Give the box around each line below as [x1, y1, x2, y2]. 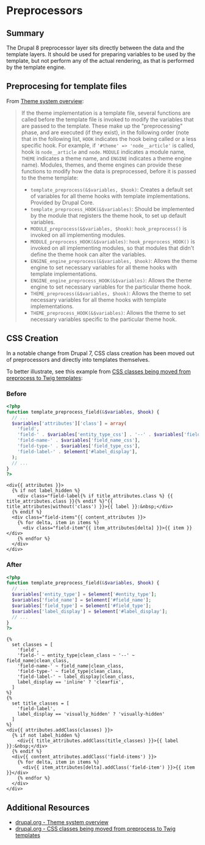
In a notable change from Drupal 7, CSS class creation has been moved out [6, 349, 195, 357]
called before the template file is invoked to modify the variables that [21, 115, 194, 123]
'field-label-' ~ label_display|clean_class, [17, 674, 135, 680]
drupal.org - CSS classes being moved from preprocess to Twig [15, 825, 176, 833]
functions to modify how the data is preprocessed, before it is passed [21, 167, 196, 174]
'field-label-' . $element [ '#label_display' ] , [17, 448, 138, 455]
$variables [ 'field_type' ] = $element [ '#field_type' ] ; [12, 602, 151, 609]
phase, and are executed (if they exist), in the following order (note [21, 129, 189, 136]
